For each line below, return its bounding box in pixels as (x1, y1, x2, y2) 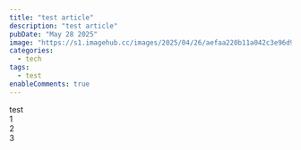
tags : (9, 63, 30, 72)
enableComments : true (9, 79, 90, 88)
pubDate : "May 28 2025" (9, 29, 99, 38)
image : (9, 37, 34, 47)
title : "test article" (9, 12, 94, 22)
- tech (17, 54, 42, 63)
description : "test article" (9, 21, 118, 30)
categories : (9, 46, 54, 55)
